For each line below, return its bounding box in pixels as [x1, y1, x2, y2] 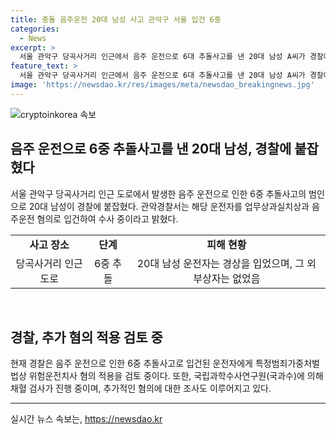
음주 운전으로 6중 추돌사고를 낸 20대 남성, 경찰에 [10, 141, 292, 158]
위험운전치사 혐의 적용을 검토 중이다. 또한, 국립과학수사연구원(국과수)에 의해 [28, 370, 324, 382]
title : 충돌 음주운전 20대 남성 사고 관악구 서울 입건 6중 [10, 14, 222, 25]
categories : [10, 24, 60, 34]
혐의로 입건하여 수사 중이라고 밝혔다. [36, 212, 179, 225]
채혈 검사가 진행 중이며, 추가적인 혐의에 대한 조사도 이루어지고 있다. [10, 382, 272, 395]
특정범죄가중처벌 [254, 357, 320, 370]
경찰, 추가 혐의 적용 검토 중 [10, 329, 163, 346]
